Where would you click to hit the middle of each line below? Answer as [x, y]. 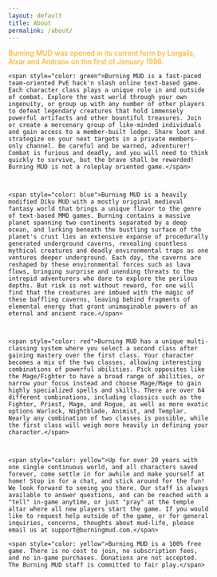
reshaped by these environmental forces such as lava [100, 265]
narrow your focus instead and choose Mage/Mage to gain [105, 384]
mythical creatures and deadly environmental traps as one [108, 251]
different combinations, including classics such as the [105, 397]
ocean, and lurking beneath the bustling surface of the [105, 230]
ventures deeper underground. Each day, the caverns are [105, 258]
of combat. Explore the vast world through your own [98, 97]
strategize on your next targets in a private [87, 139]
